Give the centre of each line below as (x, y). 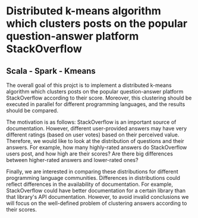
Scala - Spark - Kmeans (51, 71)
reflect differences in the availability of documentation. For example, (90, 184)
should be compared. (32, 110)
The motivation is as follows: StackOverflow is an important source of (91, 122)
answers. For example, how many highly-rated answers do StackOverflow (97, 147)
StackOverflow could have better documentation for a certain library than (96, 191)
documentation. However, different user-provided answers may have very (97, 128)
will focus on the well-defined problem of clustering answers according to (97, 203)
